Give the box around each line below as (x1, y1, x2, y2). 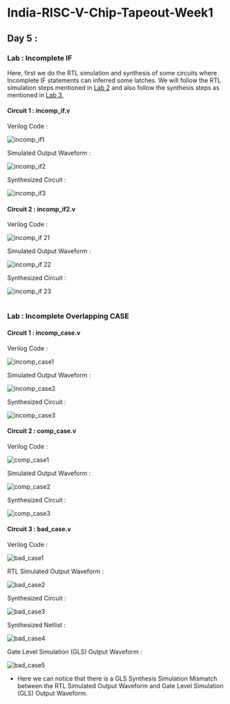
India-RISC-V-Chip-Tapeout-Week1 (7, 5, 214, 21)
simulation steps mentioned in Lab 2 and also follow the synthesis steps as (7, 83, 220, 91)
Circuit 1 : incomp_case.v (7, 328, 81, 337)
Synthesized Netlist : (7, 621, 66, 629)
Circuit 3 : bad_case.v (7, 525, 71, 533)
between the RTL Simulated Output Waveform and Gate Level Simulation (17, 682, 224, 690)
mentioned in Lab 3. (7, 91, 64, 99)
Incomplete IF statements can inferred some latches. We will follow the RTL (7, 76, 222, 84)
